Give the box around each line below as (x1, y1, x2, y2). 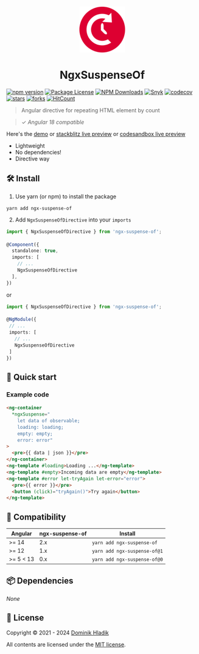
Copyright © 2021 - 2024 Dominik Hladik (6, 629, 110, 636)
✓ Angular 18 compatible (21, 118, 85, 126)
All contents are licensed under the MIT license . (6, 641, 126, 648)
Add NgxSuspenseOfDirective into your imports (15, 216, 132, 223)
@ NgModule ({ (6, 317, 37, 323)
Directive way (15, 155, 50, 162)
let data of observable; (17, 417, 80, 424)
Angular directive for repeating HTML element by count (21, 106, 160, 113)
